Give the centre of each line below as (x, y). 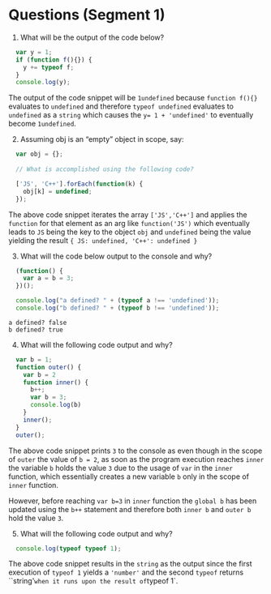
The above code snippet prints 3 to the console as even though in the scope (135, 451)
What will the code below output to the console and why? (116, 256)
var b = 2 (40, 374)
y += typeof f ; (49, 67)
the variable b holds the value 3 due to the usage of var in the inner (121, 468)
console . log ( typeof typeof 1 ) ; (69, 549)
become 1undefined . (43, 124)
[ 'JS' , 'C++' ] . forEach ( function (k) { (80, 184)
